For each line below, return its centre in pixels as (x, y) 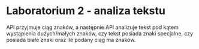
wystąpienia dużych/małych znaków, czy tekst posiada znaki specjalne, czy (100, 33)
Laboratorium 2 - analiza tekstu (86, 11)
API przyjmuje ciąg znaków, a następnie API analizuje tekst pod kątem (92, 27)
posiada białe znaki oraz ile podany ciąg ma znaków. (71, 40)
